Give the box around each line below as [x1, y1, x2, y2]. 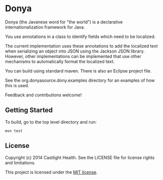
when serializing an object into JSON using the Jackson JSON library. [5, 48, 145, 54]
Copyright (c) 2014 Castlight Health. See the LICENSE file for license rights [5, 154, 155, 161]
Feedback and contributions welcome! [5, 92, 82, 98]
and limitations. [5, 160, 36, 165]
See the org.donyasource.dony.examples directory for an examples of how [5, 77, 155, 83]
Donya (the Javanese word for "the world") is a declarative [5, 19, 123, 25]
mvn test [5, 128, 23, 133]
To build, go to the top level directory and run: [5, 119, 97, 125]
